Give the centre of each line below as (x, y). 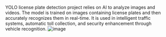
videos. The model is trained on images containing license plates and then (83, 13)
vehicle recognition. (26, 29)
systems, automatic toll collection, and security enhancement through (78, 23)
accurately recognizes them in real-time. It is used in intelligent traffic (78, 18)
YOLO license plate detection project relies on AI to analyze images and (80, 7)
